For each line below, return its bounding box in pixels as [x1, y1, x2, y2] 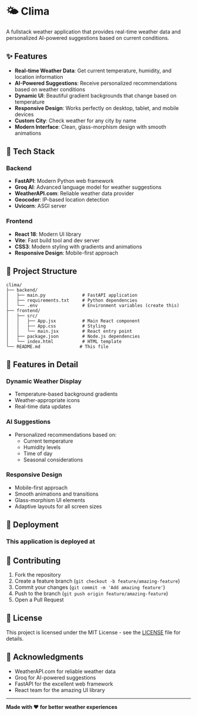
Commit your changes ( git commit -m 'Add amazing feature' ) [14, 583, 165, 591]
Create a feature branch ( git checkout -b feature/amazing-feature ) [14, 577, 181, 584]
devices [14, 111, 34, 118]
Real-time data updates [14, 403, 72, 410]
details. [6, 635, 24, 642]
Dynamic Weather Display [6, 377, 82, 385]
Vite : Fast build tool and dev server [14, 236, 100, 244]
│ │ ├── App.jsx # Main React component [6, 318, 141, 324]
